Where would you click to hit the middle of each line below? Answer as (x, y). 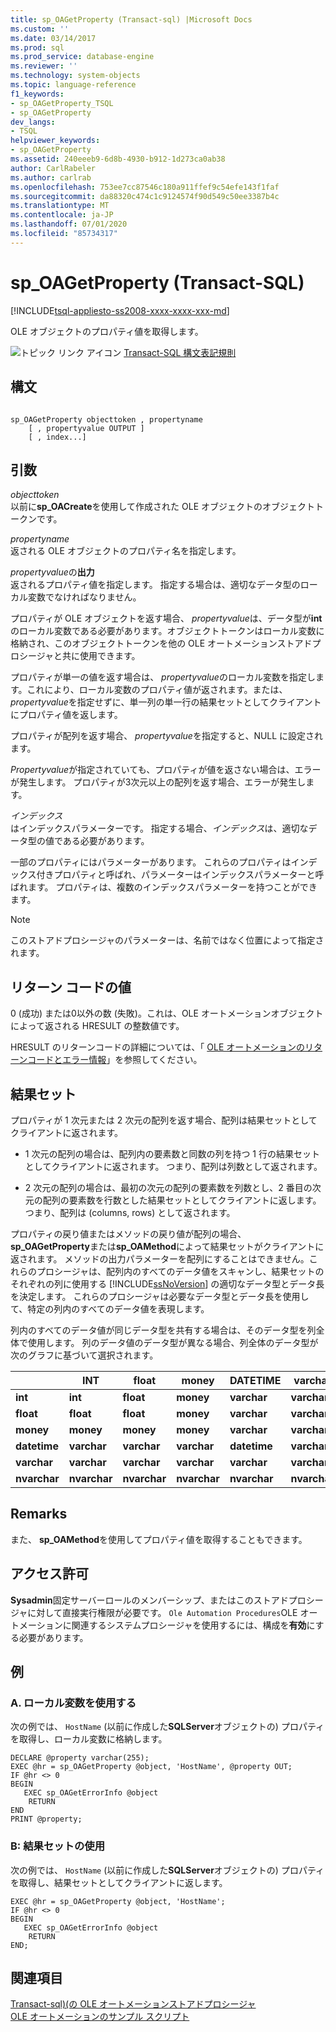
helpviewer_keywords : (55, 141)
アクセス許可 (49, 1574)
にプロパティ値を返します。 (66, 715)
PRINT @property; (46, 1819)
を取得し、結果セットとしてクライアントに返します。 (119, 1882)
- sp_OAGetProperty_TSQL (62, 103)
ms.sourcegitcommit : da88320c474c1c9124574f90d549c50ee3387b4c (145, 196)
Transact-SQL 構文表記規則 (180, 352)
